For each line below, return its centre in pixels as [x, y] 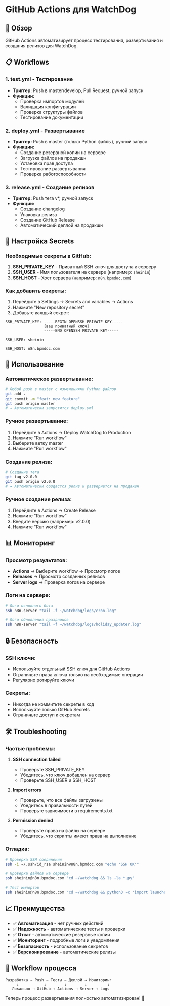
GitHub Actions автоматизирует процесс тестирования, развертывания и [84, 40]
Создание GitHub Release [47, 220]
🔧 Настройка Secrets [40, 241]
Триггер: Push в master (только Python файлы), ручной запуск [80, 141]
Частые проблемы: [30, 748]
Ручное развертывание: [37, 421]
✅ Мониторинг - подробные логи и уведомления [66, 940]
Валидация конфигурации [48, 106]
